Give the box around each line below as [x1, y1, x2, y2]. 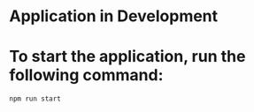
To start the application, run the [9, 47, 246, 67]
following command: [9, 65, 164, 86]
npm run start [9, 94, 62, 103]
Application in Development [9, 6, 219, 26]
